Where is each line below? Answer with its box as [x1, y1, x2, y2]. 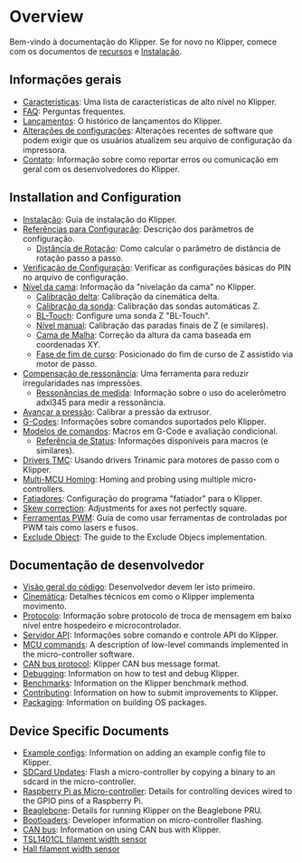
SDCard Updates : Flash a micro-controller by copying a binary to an [22, 767, 276, 778]
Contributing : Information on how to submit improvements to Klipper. [22, 687, 278, 698]
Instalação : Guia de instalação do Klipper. [22, 214, 177, 225]
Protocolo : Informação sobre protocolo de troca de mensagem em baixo [22, 610, 292, 621]
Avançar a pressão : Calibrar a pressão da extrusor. [22, 406, 212, 417]
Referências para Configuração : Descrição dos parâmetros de [22, 224, 255, 235]
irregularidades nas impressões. [22, 378, 143, 388]
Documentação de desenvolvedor [9, 557, 205, 572]
